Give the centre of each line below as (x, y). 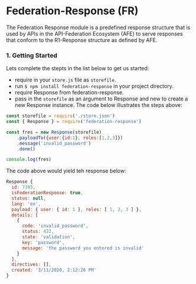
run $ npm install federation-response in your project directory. (94, 86)
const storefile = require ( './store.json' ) (61, 116)
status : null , (29, 198)
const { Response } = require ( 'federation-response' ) (74, 122)
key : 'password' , (43, 242)
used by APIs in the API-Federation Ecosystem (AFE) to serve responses (94, 33)
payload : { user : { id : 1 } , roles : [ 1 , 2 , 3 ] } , (77, 209)
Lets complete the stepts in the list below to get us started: (78, 68)
